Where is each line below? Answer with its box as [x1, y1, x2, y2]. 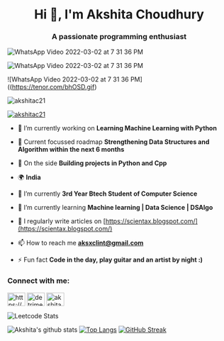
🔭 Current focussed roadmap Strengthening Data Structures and [17, 138, 210, 146]
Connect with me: [7, 276, 70, 286]
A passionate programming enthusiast [51, 32, 187, 42]
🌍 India [17, 173, 41, 181]
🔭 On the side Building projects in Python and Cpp [17, 159, 167, 167]
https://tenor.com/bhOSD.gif [11, 83, 95, 91]
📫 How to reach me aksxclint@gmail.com [17, 239, 144, 247]
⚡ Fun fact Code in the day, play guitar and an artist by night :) [17, 255, 203, 264]
